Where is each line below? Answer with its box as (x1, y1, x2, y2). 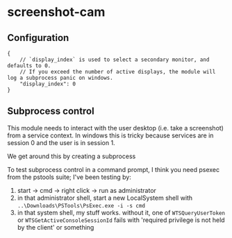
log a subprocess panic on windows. (7, 74, 113, 81)
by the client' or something (17, 223, 94, 231)
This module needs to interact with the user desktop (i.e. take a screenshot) (7, 124, 224, 132)
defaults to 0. (7, 62, 51, 69)
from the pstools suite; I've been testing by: (7, 173, 132, 181)
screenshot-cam (7, 4, 106, 20)
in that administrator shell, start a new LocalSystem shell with (17, 194, 193, 202)
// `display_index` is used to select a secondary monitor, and (19, 56, 210, 63)
